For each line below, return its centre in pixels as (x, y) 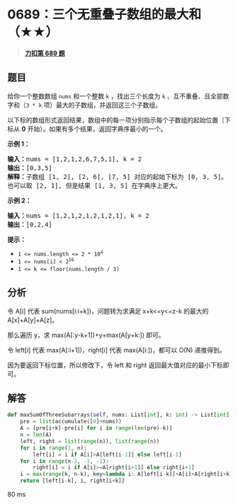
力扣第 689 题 (45, 53)
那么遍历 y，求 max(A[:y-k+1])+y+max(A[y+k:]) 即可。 (86, 335)
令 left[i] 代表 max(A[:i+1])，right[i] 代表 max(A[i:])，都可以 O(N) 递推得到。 (117, 350)
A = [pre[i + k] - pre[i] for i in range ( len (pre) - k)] (96, 428)
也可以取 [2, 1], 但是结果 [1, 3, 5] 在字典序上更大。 (95, 185)
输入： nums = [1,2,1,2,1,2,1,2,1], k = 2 (79, 216)
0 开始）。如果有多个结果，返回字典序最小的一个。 (94, 129)
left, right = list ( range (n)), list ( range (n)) (90, 441)
